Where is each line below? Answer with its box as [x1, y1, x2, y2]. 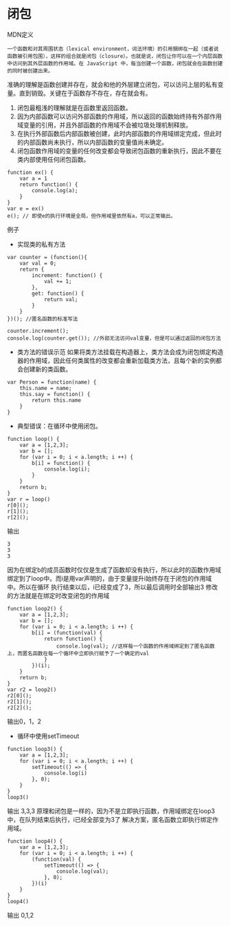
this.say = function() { [19, 391, 91, 398]
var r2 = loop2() [7, 686, 57, 693]
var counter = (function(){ [7, 254, 88, 260]
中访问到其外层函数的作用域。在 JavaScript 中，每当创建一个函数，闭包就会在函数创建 [7, 60, 223, 67]
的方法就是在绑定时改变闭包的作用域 [7, 591, 110, 599]
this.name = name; [19, 384, 72, 391]
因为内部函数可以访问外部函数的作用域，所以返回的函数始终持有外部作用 [16, 112, 222, 121]
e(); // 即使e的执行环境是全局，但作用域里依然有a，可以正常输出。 [7, 212, 176, 219]
